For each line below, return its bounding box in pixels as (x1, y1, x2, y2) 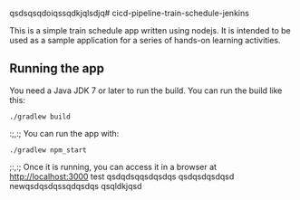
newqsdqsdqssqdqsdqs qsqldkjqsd (9, 180, 142, 191)
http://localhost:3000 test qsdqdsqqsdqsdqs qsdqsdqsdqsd (9, 171, 235, 182)
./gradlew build (9, 112, 71, 121)
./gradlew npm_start (9, 145, 88, 155)
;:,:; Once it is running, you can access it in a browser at (9, 161, 218, 172)
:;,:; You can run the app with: (9, 128, 120, 138)
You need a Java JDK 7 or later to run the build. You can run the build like (9, 85, 283, 96)
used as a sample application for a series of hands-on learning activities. (9, 35, 281, 45)
